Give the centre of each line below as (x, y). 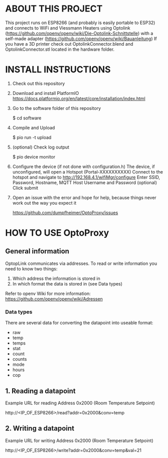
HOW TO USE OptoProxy (57, 233)
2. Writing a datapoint (40, 429)
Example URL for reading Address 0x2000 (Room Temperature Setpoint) (80, 403)
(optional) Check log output (41, 147)
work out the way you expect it (44, 203)
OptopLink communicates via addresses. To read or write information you (81, 263)
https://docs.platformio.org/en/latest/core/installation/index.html (79, 98)
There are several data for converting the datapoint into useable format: (79, 323)
